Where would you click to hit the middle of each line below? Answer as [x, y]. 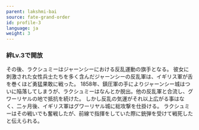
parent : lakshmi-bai [32, 12]
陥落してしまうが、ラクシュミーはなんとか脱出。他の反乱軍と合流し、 [102, 92]
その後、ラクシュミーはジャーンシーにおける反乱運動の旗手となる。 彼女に [98, 69]
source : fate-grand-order [38, 17]
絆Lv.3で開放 [25, 56]
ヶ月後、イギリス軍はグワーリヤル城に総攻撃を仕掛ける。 [92, 106]
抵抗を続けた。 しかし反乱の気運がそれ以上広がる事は [113, 99]
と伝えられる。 [24, 121]
